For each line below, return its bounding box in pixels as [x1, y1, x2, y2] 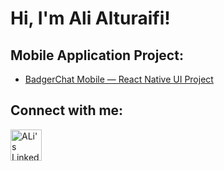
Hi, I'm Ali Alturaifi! [10, 7, 171, 30]
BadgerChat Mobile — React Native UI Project [24, 73, 214, 85]
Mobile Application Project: [10, 47, 184, 64]
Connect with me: [10, 102, 124, 119]
